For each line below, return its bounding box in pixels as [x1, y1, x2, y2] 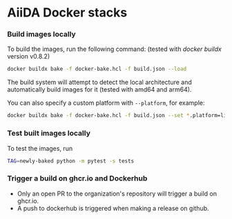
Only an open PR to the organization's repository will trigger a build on [17, 189, 217, 198]
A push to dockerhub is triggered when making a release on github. [17, 204, 209, 212]
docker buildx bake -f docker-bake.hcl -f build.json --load [7, 65, 187, 73]
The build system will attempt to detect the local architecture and [7, 78, 192, 87]
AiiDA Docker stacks [7, 5, 128, 21]
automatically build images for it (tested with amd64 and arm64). [7, 85, 192, 94]
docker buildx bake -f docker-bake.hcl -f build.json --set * [7, 112, 190, 119]
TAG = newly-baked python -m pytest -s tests [7, 157, 135, 165]
